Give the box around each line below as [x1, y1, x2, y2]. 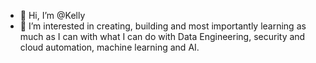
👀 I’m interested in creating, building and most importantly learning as [19, 20, 307, 32]
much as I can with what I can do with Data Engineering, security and [19, 31, 306, 42]
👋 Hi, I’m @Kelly [19, 10, 86, 21]
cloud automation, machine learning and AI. [19, 41, 200, 53]
